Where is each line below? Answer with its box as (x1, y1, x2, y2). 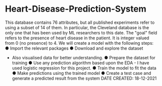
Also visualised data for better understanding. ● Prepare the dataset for (12, 54, 156, 60)
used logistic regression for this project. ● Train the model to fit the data (12, 65, 157, 71)
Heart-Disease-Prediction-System (5, 3, 147, 15)
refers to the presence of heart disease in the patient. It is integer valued (5, 35, 149, 41)
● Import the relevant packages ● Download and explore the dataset (5, 45, 144, 51)
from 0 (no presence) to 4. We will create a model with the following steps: (5, 40, 154, 46)
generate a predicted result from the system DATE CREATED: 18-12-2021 (12, 75, 157, 81)
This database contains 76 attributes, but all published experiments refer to (5, 19, 155, 25)
